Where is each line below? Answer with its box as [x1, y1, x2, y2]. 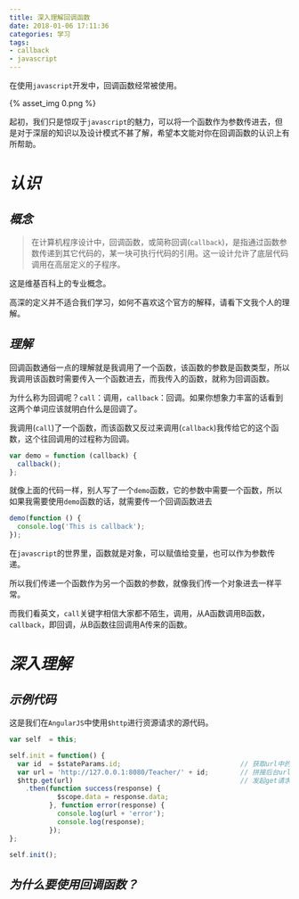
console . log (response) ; [56, 817, 145, 826]
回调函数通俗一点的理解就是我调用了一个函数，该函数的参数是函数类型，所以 [9, 362, 290, 373]
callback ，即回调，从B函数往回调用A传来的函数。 [9, 619, 193, 630]
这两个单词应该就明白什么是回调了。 [9, 403, 142, 414]
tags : [9, 37, 29, 47]
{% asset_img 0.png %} [9, 98, 96, 108]
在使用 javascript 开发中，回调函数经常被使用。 [9, 80, 182, 90]
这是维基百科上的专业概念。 [9, 278, 111, 288]
